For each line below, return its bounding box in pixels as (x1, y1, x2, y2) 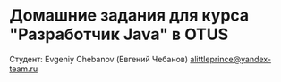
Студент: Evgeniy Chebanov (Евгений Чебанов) (9, 53, 189, 64)
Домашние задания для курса (9, 5, 250, 26)
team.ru (9, 63, 38, 74)
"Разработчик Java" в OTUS (9, 24, 229, 45)
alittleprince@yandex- (190, 53, 271, 64)
